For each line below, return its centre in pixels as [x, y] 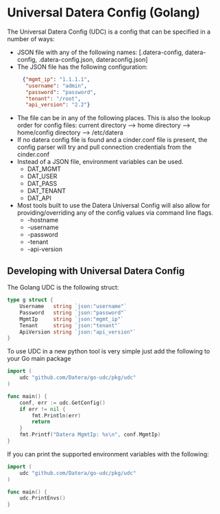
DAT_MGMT [44, 169]
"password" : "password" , [61, 92]
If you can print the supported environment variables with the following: [108, 454]
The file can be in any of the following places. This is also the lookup [114, 118]
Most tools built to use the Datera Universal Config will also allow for [113, 206]
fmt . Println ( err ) [56, 416]
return [41, 422]
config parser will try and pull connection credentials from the [104, 147]
